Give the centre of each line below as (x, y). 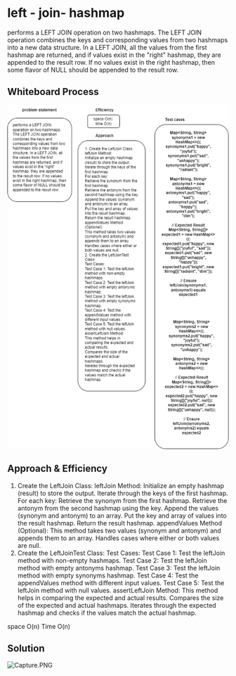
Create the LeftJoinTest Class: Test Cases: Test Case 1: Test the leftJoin (121, 553)
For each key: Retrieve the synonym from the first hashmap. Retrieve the (122, 500)
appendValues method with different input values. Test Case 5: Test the (121, 582)
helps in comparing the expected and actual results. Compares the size (120, 598)
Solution (26, 648)
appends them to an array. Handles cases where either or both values (118, 538)
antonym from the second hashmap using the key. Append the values (118, 508)
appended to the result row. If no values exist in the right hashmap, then (111, 62)
